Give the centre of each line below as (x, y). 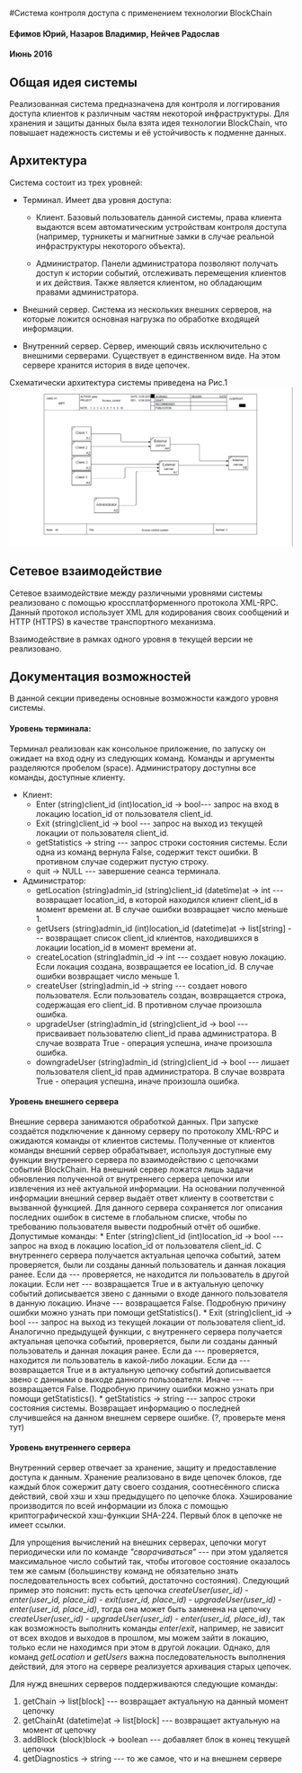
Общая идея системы (73, 82)
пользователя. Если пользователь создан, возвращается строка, (161, 995)
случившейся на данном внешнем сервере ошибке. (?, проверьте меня (147, 1417)
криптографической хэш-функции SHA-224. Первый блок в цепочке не (146, 1516)
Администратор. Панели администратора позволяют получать (157, 263)
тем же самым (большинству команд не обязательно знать (124, 1571)
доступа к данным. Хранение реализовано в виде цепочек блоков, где (146, 1477)
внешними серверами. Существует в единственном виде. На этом (151, 355)
